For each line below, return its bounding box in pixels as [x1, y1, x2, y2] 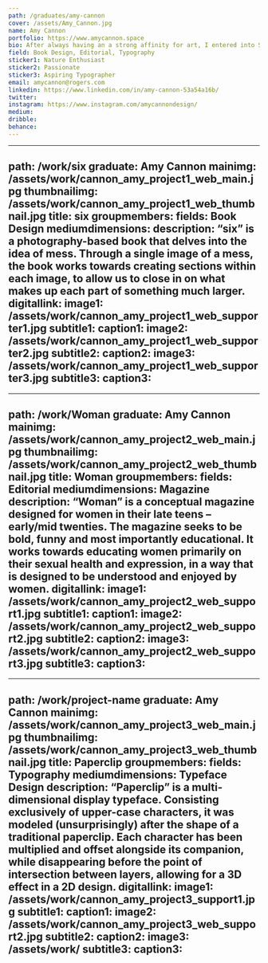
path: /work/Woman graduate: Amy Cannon [8, 407, 231, 421]
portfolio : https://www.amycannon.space [8, 33, 145, 42]
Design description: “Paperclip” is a [8, 780, 190, 794]
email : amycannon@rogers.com [8, 78, 105, 86]
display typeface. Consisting [73, 792, 219, 806]
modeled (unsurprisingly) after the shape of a [8, 818, 239, 831]
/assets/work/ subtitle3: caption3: [8, 942, 183, 956]
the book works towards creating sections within [8, 260, 257, 273]
